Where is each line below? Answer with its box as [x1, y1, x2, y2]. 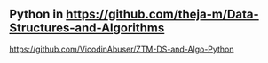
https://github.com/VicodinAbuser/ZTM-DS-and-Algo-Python [9, 44, 234, 54]
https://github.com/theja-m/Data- [66, 7, 259, 22]
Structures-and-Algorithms [9, 21, 165, 36]
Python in [9, 7, 64, 22]
